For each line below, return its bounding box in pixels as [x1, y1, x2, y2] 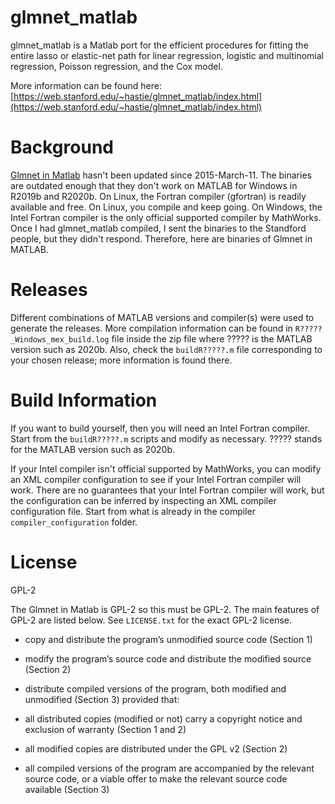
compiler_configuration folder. [10, 516, 138, 528]
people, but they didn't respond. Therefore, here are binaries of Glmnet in [10, 232, 313, 245]
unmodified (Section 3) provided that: [24, 693, 180, 705]
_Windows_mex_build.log [10, 334, 110, 345]
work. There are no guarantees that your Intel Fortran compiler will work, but [10, 484, 325, 496]
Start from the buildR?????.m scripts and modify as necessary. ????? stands [10, 432, 323, 445]
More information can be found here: [10, 79, 162, 91]
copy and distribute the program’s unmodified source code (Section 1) [24, 633, 313, 645]
